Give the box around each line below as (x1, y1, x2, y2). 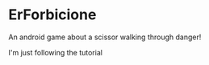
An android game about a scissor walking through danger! (8, 32, 202, 42)
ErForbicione (8, 6, 97, 24)
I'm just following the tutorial (8, 47, 103, 57)
